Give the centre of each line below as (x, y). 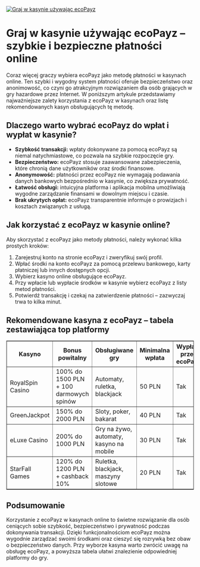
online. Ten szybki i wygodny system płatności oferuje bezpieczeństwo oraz (100, 81)
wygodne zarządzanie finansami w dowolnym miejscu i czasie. (92, 193)
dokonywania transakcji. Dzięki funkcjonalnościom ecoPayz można (88, 532)
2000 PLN (70, 419)
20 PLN (150, 473)
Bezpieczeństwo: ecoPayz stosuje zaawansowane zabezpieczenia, (98, 162)
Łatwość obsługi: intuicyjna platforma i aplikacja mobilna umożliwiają (100, 187)
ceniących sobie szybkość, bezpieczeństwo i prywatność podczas (88, 526)
